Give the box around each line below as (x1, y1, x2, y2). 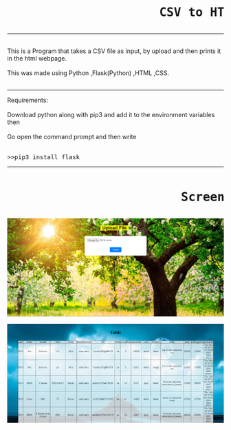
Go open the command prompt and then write (7, 132, 137, 141)
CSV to (159, 5, 203, 20)
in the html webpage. (7, 54, 67, 62)
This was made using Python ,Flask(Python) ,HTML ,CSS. (7, 68, 170, 77)
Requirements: (7, 96, 48, 104)
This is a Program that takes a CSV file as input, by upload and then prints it (7, 47, 221, 55)
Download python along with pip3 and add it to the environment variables (7, 110, 215, 119)
